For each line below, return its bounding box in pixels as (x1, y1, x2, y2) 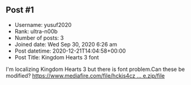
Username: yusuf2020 (14, 21, 72, 28)
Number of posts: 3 (14, 34, 64, 42)
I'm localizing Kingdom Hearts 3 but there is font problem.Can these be (6, 65, 185, 73)
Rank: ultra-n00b (14, 28, 58, 35)
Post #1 (6, 5, 34, 15)
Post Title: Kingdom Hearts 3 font (14, 53, 99, 61)
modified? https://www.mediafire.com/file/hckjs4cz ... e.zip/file (6, 72, 165, 79)
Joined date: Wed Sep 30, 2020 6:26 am (14, 40, 118, 48)
